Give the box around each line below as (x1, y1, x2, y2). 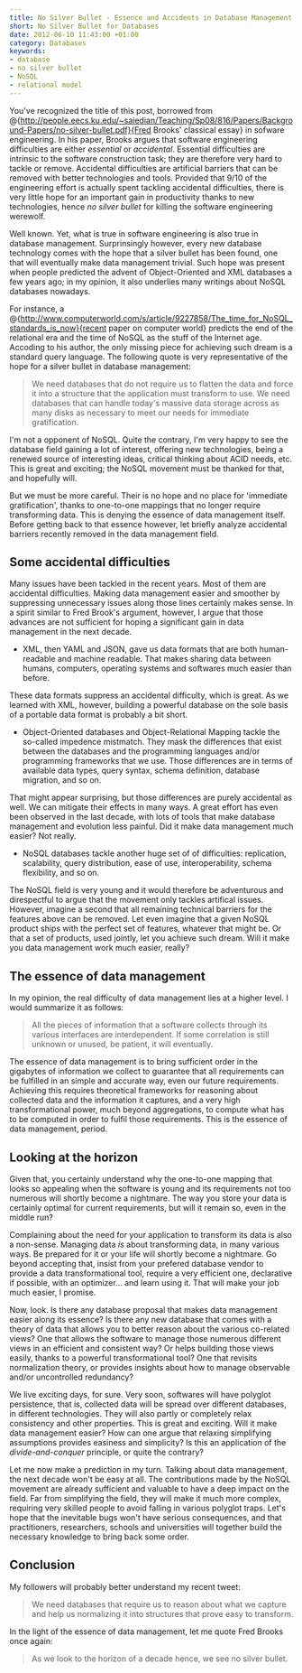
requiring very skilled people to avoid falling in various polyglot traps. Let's (9, 1502, 287, 1513)
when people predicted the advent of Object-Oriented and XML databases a (9, 266, 293, 277)
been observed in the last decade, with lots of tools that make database (9, 812, 276, 823)
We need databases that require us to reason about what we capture (31, 1599, 287, 1610)
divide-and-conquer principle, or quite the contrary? (9, 1446, 205, 1458)
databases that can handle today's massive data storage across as (31, 397, 279, 408)
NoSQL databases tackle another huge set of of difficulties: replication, (22, 848, 287, 859)
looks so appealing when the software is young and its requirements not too (9, 1184, 291, 1194)
